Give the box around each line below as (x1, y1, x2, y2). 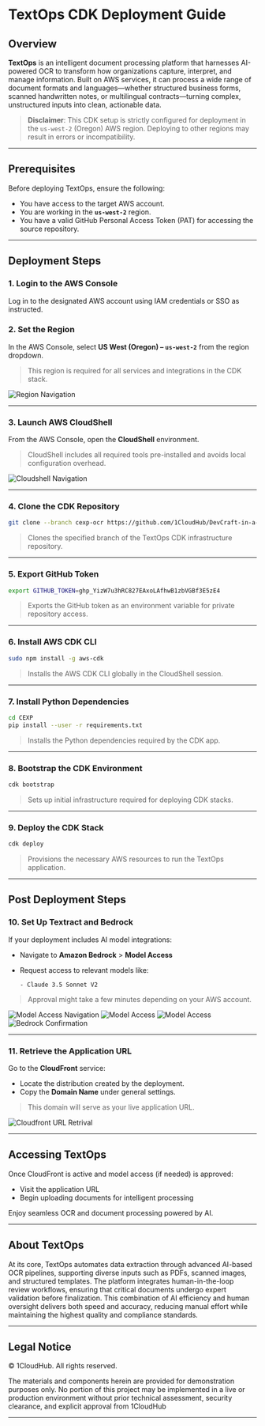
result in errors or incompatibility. (27, 132, 136, 142)
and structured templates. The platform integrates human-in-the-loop (8, 1276, 234, 1286)
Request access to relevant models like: (19, 965, 149, 974)
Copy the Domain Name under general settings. (19, 1087, 176, 1096)
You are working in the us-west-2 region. (19, 207, 151, 217)
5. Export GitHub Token (8, 569, 99, 580)
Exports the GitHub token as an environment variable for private (27, 601, 235, 611)
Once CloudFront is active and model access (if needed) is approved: (8, 1169, 234, 1178)
